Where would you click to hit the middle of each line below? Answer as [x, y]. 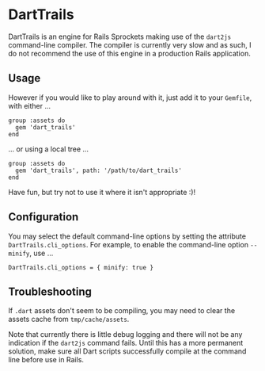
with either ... [30, 105]
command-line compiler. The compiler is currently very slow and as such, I [130, 44]
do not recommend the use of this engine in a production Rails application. [129, 53]
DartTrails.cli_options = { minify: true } [81, 267]
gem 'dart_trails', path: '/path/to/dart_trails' [98, 170]
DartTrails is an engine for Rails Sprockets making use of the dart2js [120, 36]
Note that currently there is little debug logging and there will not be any [125, 335]
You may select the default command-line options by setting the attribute [127, 236]
